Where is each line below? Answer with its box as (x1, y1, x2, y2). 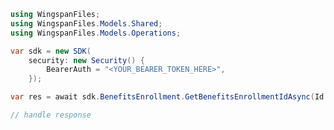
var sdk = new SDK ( (10, 46, 92, 56)
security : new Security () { (28, 55, 145, 65)
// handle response (10, 110, 92, 120)
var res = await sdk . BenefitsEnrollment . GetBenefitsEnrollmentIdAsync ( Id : (10, 92, 329, 102)
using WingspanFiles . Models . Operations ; (10, 28, 182, 38)
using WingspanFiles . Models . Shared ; (10, 18, 163, 29)
